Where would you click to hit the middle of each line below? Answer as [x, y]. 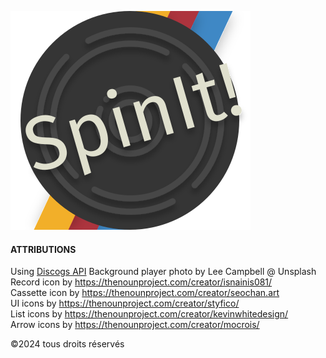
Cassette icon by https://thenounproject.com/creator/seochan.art [145, 293]
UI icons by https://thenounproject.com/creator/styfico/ [125, 303]
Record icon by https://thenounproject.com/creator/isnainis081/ [141, 282]
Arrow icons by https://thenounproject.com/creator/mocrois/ [135, 325]
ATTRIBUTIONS [43, 249]
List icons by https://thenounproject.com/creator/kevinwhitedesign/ [149, 314]
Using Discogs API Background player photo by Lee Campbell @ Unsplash [163, 272]
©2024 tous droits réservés [67, 344]
